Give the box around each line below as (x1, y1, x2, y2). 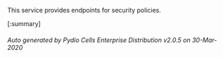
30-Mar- (192, 35, 217, 44)
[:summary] (7, 20, 41, 27)
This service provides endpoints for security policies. (7, 6, 162, 14)
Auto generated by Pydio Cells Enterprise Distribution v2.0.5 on (7, 35, 191, 44)
